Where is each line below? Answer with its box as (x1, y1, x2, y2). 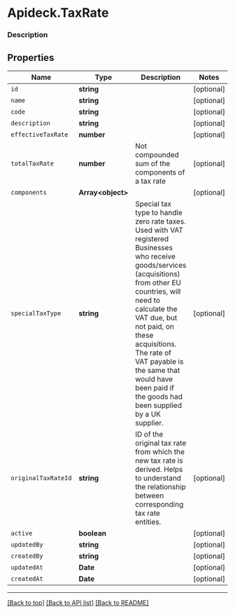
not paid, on (135, 321, 175, 331)
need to (135, 295, 161, 305)
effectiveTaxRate (10, 130, 69, 138)
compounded (135, 149, 180, 159)
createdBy (10, 552, 43, 560)
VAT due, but (135, 313, 178, 322)
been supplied (135, 400, 182, 410)
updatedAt (10, 563, 43, 571)
